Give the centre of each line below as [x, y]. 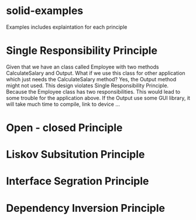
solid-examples [45, 11]
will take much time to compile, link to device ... [63, 104]
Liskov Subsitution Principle [75, 155]
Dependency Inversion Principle [86, 208]
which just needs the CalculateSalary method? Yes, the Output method [91, 79]
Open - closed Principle [64, 128]
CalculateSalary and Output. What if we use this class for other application [96, 73]
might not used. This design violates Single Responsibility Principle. [87, 85]
